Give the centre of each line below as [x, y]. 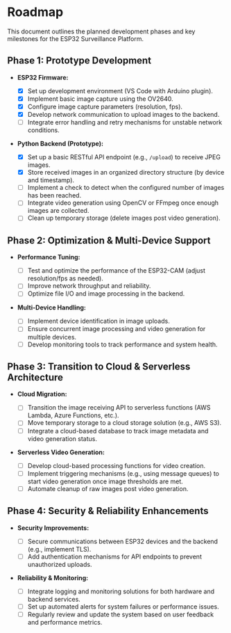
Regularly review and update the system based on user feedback [120, 614]
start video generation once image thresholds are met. [105, 481]
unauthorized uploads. [60, 564]
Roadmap [35, 12]
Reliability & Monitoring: [53, 577]
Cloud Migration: [42, 394]
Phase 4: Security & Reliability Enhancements [108, 511]
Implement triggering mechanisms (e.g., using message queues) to [123, 473]
